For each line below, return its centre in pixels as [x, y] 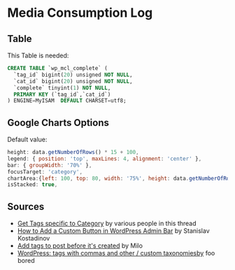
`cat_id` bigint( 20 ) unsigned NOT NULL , [73, 81]
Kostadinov [34, 239]
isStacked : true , [33, 185]
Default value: [27, 140]
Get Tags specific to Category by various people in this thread [107, 223]
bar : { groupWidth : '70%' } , [50, 165]
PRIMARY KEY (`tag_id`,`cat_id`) [62, 94]
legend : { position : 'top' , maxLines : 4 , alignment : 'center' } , [105, 159]
